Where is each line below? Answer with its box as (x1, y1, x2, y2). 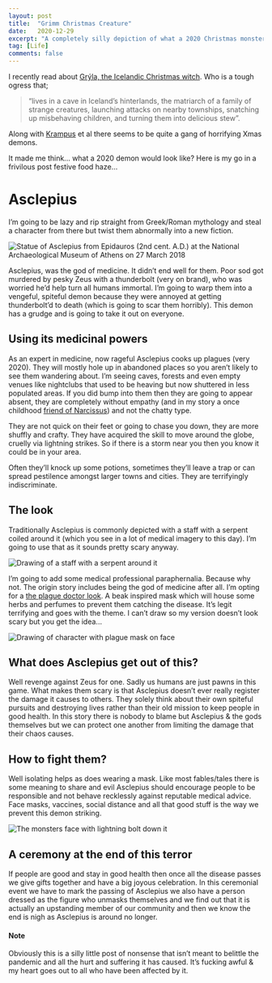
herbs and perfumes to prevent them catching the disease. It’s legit (8, 599, 232, 609)
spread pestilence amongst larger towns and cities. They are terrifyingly (8, 471, 249, 481)
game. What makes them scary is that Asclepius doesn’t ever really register (8, 686, 261, 695)
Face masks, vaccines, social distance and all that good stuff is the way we (8, 800, 259, 810)
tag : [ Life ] (8, 42, 49, 50)
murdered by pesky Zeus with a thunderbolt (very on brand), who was (8, 274, 243, 284)
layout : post (8, 11, 53, 20)
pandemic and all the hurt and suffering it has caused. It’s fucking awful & (8, 957, 254, 967)
